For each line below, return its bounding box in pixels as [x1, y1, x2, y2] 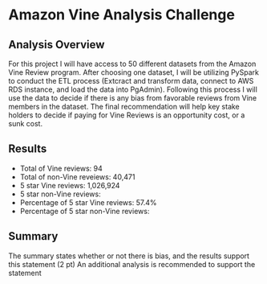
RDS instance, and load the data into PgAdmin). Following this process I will [8, 84, 258, 94]
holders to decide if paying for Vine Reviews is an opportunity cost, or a [8, 110, 245, 120]
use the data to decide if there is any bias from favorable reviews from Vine [8, 93, 257, 102]
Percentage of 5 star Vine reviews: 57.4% [19, 197, 157, 207]
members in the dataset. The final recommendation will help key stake [8, 102, 241, 111]
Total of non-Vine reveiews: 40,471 [19, 171, 136, 182]
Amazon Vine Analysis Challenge [8, 6, 235, 24]
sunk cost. [8, 119, 42, 128]
